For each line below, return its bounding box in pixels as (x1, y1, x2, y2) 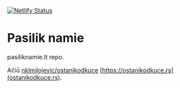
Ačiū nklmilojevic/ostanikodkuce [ (7, 65, 103, 74)
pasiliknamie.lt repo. (7, 53, 65, 61)
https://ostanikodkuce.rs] (102, 65, 174, 74)
